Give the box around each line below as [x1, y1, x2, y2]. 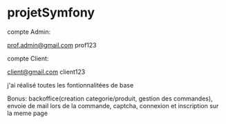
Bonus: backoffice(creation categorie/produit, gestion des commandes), [7, 94, 213, 103]
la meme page [7, 109, 48, 117]
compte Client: [7, 54, 49, 63]
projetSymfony [7, 5, 95, 21]
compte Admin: [7, 28, 50, 36]
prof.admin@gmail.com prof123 [7, 41, 97, 49]
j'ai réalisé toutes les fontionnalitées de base [7, 81, 134, 89]
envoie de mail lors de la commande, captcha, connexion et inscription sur [7, 101, 219, 110]
